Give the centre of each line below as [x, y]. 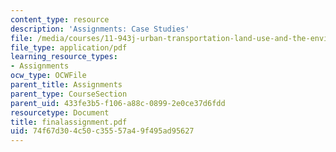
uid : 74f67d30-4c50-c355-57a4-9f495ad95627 [102, 131]
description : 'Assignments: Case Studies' [100, 29]
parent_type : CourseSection [69, 94]
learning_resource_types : [64, 57]
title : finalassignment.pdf [69, 122]
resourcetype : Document [60, 112]
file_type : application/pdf [69, 47]
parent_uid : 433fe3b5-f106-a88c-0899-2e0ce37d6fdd [118, 103]
